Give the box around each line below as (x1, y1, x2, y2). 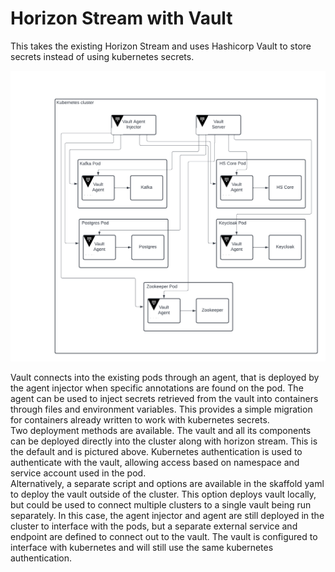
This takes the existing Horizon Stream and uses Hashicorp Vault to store (10, 40, 312, 52)
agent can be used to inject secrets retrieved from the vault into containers (10, 393, 319, 405)
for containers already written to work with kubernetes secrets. (10, 414, 270, 426)
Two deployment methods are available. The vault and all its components (10, 425, 312, 437)
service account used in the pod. (10, 467, 147, 479)
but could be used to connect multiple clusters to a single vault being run (10, 499, 312, 511)
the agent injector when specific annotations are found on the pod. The (10, 382, 304, 394)
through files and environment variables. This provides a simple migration (10, 403, 313, 416)
